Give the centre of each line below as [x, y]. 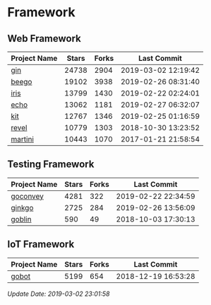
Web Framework [44, 39]
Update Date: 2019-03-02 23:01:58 [59, 294]
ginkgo [22, 207]
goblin [21, 219]
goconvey [28, 196]
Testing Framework [51, 165]
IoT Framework [41, 244]
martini [22, 139]
